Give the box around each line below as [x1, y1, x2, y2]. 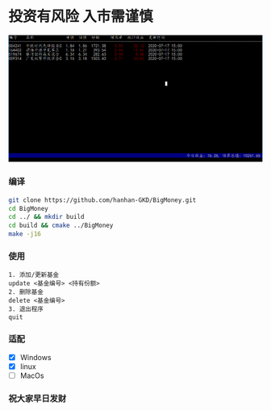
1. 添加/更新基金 [8, 271, 59, 279]
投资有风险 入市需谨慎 [8, 7, 153, 26]
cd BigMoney [8, 204, 48, 212]
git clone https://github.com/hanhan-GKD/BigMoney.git [8, 195, 197, 204]
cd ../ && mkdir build [8, 213, 85, 221]
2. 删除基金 [8, 288, 44, 296]
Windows [19, 352, 52, 362]
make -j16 [8, 230, 42, 238]
